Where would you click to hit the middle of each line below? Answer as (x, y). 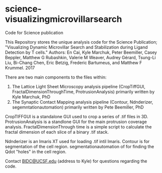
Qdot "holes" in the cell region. (36, 152)
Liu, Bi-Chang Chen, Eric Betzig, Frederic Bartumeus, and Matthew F (73, 63)
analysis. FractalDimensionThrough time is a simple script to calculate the (78, 126)
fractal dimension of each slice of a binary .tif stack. (57, 132)
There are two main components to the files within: (56, 77)
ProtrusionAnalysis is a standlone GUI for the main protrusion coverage (76, 122)
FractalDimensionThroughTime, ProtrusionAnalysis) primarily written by (83, 92)
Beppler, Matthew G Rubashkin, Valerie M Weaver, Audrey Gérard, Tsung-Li (81, 57)
